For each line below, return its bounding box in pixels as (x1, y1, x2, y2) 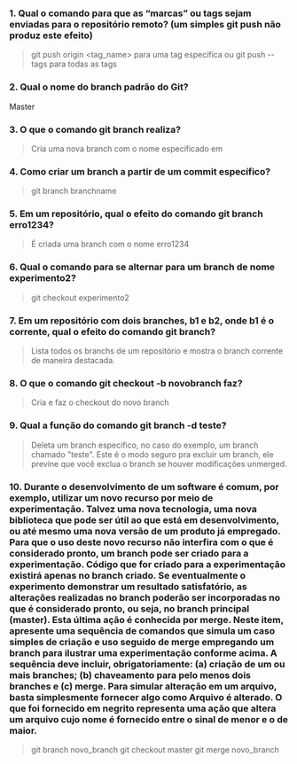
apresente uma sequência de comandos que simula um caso (9, 624, 276, 636)
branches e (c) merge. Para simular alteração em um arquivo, (9, 680, 277, 692)
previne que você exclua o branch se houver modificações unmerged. (30, 458, 287, 469)
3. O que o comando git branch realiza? (9, 123, 182, 136)
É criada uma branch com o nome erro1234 (30, 238, 190, 250)
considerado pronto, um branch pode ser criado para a (9, 547, 249, 559)
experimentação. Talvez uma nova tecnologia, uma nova (9, 503, 257, 515)
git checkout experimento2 (30, 292, 130, 303)
